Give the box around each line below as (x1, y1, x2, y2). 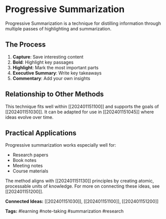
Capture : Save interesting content (12, 54, 84, 60)
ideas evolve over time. (5, 114, 54, 120)
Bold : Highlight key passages (12, 59, 74, 65)
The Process (5, 40, 46, 49)
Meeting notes (12, 163, 43, 169)
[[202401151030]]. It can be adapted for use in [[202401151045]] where (5, 109, 154, 115)
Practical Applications (5, 128, 77, 137)
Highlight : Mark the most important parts (12, 64, 99, 70)
